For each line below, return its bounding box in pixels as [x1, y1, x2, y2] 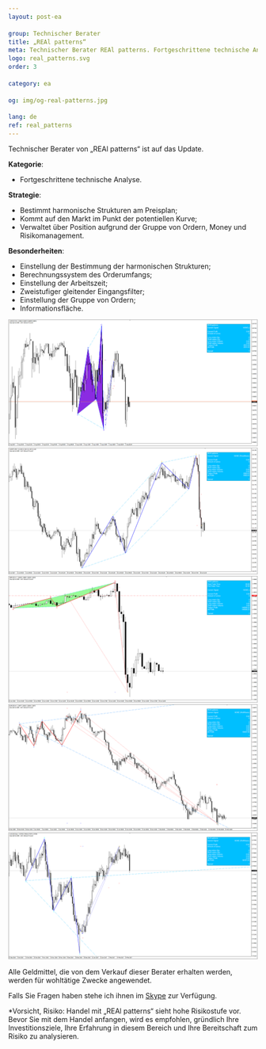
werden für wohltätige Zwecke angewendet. [8, 975, 152, 985]
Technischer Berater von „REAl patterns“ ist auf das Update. [8, 144, 204, 154]
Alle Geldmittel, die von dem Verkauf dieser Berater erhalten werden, [8, 967, 233, 976]
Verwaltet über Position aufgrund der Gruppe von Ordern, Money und [19, 223, 247, 231]
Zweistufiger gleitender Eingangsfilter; [19, 287, 145, 296]
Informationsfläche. [19, 303, 84, 313]
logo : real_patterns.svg [8, 55, 90, 63]
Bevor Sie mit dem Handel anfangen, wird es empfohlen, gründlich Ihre [8, 1014, 239, 1024]
